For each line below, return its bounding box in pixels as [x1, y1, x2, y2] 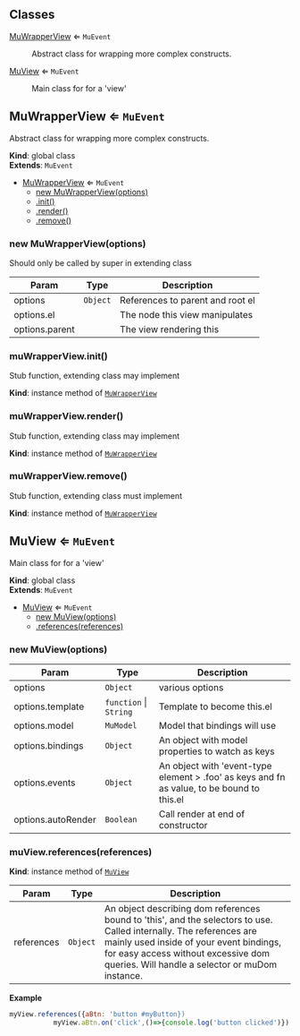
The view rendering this [120, 322, 220, 335]
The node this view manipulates [120, 308, 253, 321]
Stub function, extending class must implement [9, 490, 183, 501]
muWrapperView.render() [9, 410, 124, 423]
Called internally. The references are [104, 925, 257, 938]
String [104, 706, 133, 717]
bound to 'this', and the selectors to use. [104, 913, 273, 926]
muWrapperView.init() [9, 349, 109, 362]
